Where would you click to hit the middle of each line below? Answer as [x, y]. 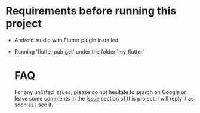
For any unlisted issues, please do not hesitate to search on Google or [100, 92]
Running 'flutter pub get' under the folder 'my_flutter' [79, 51]
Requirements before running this [91, 11]
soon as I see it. [33, 105]
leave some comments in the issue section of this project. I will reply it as [104, 98]
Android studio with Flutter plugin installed [66, 40]
